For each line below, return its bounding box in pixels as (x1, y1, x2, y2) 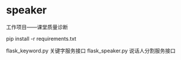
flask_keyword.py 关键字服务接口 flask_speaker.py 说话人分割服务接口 (6, 47, 176, 54)
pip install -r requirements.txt (6, 35, 76, 42)
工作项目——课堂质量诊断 (6, 23, 68, 30)
